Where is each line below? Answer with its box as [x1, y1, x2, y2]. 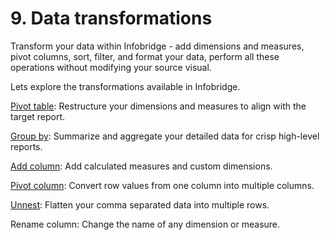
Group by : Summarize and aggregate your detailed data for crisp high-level [10, 130, 320, 142]
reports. [10, 140, 43, 152]
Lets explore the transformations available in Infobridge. [10, 80, 241, 92]
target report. [10, 110, 66, 122]
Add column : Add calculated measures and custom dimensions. [10, 160, 273, 172]
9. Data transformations [10, 7, 213, 30]
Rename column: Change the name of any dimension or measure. [10, 218, 281, 230]
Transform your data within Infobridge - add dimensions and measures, [10, 40, 305, 52]
